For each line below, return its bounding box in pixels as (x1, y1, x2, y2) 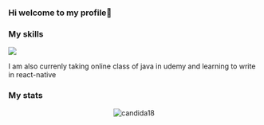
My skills (8, 28, 44, 39)
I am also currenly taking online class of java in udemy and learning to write (8, 61, 256, 71)
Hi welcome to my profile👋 (8, 7, 112, 18)
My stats (8, 90, 43, 101)
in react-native (8, 70, 57, 80)
